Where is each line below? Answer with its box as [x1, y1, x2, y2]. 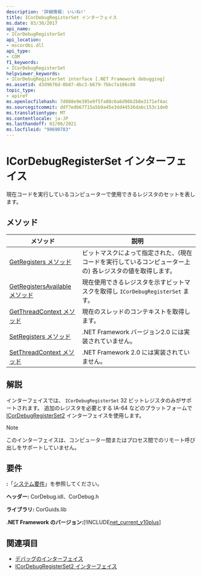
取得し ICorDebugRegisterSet [100, 287, 182, 296]
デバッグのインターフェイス [14, 555, 84, 563]
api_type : [6, 48, 31, 54]
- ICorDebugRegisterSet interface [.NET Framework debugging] [6, 76, 165, 82]
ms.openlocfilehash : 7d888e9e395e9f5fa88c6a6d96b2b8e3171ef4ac [6, 98, 168, 104]
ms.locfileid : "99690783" [6, 127, 71, 133]
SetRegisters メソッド [9, 332, 71, 341]
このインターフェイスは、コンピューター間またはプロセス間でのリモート [6, 436, 185, 443]
